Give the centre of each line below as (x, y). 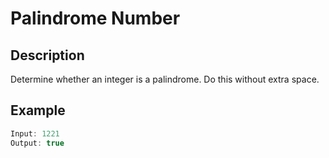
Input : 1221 (35, 133)
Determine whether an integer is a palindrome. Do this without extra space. (165, 79)
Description (47, 55)
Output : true (37, 143)
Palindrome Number (95, 18)
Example (38, 110)
